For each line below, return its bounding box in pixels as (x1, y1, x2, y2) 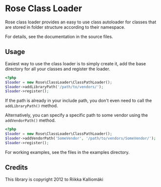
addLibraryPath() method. (5, 103, 58, 109)
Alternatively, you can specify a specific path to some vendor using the (5, 112, 148, 118)
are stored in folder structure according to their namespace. (5, 24, 125, 30)
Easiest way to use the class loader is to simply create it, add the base (5, 60, 146, 66)
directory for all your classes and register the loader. (5, 66, 111, 72)
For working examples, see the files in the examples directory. (5, 149, 130, 155)
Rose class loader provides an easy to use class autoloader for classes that (5, 19, 157, 25)
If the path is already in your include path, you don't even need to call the (5, 98, 152, 104)
